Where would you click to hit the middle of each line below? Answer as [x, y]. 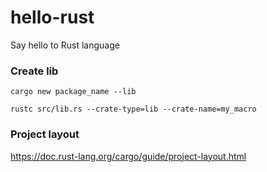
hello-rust [52, 17]
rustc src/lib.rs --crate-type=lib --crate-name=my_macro [133, 109]
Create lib [34, 71]
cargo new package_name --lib [73, 92]
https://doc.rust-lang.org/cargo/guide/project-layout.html [128, 156]
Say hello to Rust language [65, 45]
